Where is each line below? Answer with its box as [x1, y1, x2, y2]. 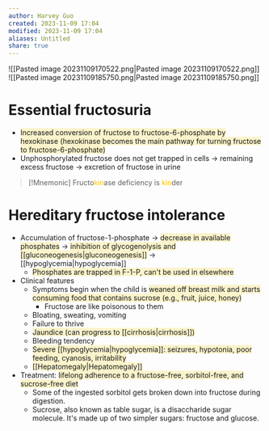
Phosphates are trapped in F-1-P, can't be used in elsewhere [32, 268, 234, 277]
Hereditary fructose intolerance [8, 206, 226, 225]
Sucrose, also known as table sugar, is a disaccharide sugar [32, 405, 232, 414]
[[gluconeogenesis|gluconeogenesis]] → [19, 250, 156, 260]
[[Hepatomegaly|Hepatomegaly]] [32, 361, 143, 371]
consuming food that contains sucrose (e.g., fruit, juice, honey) [32, 293, 242, 302]
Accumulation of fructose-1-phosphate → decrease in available [19, 233, 231, 243]
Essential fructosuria [8, 101, 152, 120]
